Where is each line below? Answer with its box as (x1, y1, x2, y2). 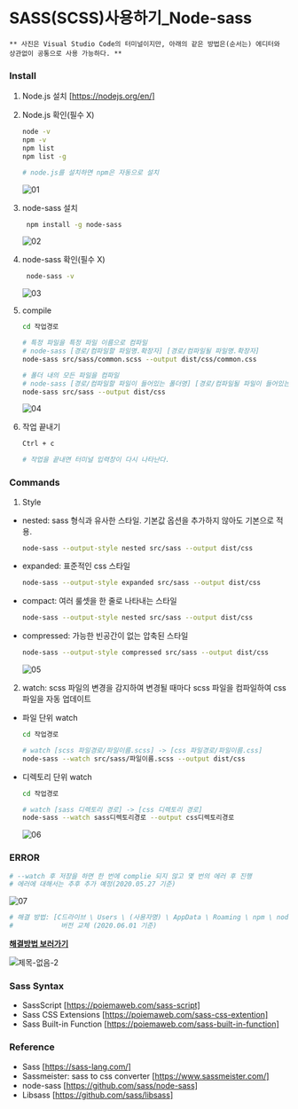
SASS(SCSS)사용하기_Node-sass (9, 8, 253, 28)
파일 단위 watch (21, 713, 78, 723)
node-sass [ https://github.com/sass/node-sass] (21, 1080, 198, 1090)
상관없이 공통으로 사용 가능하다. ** (9, 49, 122, 58)
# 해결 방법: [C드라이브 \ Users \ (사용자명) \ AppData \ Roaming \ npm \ (9, 913, 273, 922)
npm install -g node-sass (26, 220, 122, 229)
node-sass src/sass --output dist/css (21, 387, 166, 396)
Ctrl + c (21, 440, 55, 449)
